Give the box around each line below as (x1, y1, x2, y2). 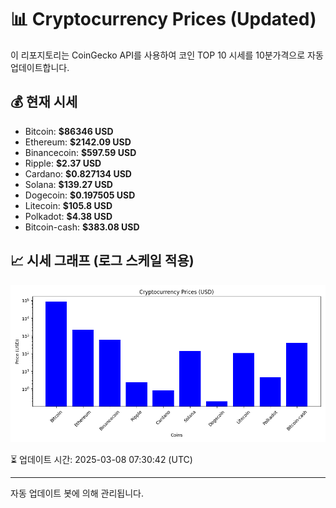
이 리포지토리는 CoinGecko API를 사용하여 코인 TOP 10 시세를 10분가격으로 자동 (10, 49, 324, 61)
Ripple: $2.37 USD (24, 157, 102, 169)
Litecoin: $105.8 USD (24, 199, 113, 211)
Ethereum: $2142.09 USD (24, 136, 132, 148)
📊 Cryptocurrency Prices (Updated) (10, 8, 317, 31)
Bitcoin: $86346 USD (24, 125, 114, 137)
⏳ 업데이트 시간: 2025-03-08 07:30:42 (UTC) (10, 453, 193, 465)
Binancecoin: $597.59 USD (24, 146, 137, 158)
